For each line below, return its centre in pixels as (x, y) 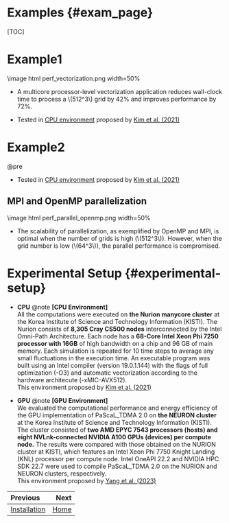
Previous (25, 498)
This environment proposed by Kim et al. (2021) (84, 387)
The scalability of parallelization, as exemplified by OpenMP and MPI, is (118, 231)
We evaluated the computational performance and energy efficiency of (117, 408)
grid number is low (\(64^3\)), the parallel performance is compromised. (119, 246)
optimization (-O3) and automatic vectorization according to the (107, 373)
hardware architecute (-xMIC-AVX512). (72, 380)
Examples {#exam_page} (80, 13)
